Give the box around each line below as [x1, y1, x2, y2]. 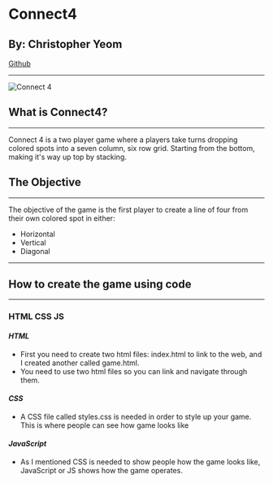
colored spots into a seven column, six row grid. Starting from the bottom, [8, 143, 256, 153]
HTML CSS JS [8, 311, 65, 322]
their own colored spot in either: [8, 213, 115, 223]
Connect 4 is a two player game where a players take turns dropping [8, 135, 238, 144]
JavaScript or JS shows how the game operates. [19, 465, 183, 475]
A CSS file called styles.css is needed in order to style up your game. [19, 412, 252, 421]
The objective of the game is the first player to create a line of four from [8, 205, 249, 214]
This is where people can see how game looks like [19, 420, 189, 430]
